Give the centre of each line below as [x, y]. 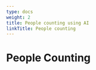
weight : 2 [18, 17]
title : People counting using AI [48, 23]
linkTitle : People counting [41, 28]
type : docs [20, 12]
